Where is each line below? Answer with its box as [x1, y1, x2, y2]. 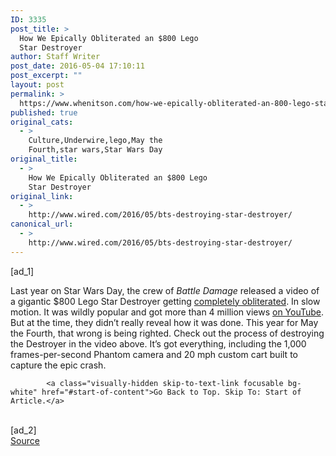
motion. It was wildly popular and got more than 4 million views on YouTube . [10, 306, 325, 318]
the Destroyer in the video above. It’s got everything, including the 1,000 [10, 337, 307, 350]
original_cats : [10, 117, 74, 127]
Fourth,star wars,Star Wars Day [28, 145, 163, 155]
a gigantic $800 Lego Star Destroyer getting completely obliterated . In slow [10, 295, 321, 307]
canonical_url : [10, 219, 74, 230]
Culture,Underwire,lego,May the [28, 136, 163, 146]
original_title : [10, 154, 78, 164]
